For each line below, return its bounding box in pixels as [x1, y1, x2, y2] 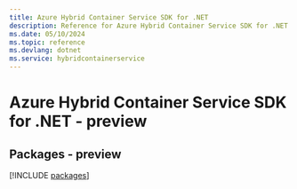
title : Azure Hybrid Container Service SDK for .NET [9, 12, 209, 22]
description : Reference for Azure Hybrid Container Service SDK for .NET [9, 21, 289, 30]
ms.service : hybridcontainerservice [9, 54, 145, 63]
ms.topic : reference [9, 37, 86, 47]
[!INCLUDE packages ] [9, 170, 90, 180]
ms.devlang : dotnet [9, 46, 82, 55]
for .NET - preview [9, 112, 148, 131]
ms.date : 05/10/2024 [9, 29, 86, 38]
